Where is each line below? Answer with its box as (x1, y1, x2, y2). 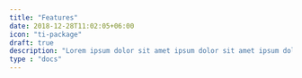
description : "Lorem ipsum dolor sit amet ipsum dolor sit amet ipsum (9, 47, 280, 56)
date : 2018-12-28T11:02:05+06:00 (9, 22, 135, 30)
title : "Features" (9, 13, 78, 22)
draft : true (9, 38, 54, 48)
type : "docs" (9, 55, 63, 64)
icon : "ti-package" (9, 30, 83, 39)
